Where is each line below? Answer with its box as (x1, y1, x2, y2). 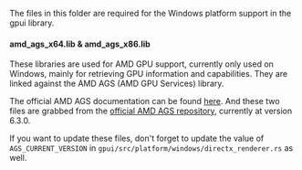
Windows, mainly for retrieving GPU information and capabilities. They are (9, 69, 288, 80)
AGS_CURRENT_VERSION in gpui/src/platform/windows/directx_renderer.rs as (9, 143, 294, 154)
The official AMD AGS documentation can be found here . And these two (9, 96, 280, 107)
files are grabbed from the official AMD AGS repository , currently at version (9, 105, 293, 117)
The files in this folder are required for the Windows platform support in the (9, 8, 292, 18)
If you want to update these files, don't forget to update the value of (9, 133, 265, 144)
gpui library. (9, 17, 55, 28)
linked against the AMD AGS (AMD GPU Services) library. (9, 78, 224, 90)
